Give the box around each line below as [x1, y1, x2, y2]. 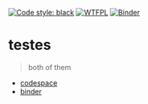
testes [8, 36, 51, 54]
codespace [19, 77, 58, 88]
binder [19, 86, 43, 96]
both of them [27, 62, 72, 72]
